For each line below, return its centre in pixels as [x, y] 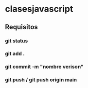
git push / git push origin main [41, 80]
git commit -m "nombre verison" [44, 67]
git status [17, 41]
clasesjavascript [39, 9]
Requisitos [21, 27]
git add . [15, 53]
